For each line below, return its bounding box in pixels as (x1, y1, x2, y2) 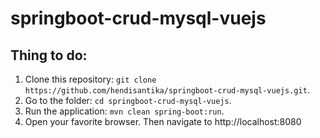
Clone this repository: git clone (24, 73, 157, 85)
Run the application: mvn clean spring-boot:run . (24, 105, 225, 117)
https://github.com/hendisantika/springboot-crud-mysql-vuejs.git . (24, 84, 310, 96)
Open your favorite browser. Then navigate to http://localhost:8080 (24, 116, 302, 127)
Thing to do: (10, 47, 88, 64)
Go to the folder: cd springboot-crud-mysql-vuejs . (24, 95, 232, 106)
